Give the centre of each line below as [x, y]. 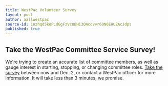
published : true [23, 29]
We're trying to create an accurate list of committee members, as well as [82, 62]
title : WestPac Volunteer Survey [41, 10]
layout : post [19, 15]
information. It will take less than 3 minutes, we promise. [65, 78]
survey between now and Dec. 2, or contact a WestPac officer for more [81, 72]
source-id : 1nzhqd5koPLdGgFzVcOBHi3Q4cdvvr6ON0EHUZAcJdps [68, 24]
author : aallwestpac [27, 19]
